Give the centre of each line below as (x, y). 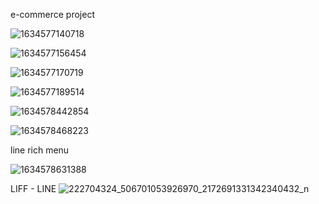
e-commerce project (52, 14)
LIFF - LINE (33, 188)
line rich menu (40, 150)
